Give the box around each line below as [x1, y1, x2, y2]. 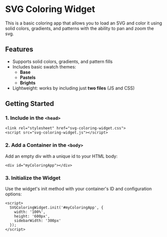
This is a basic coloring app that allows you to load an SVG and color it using [5, 20, 163, 26]
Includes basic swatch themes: [12, 63, 76, 69]
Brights [19, 79, 36, 85]
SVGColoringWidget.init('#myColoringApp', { [9, 205, 104, 210]
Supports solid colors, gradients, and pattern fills [12, 58, 113, 64]
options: [5, 191, 22, 197]
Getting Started [5, 99, 54, 108]
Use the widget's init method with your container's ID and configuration [5, 186, 152, 192]
